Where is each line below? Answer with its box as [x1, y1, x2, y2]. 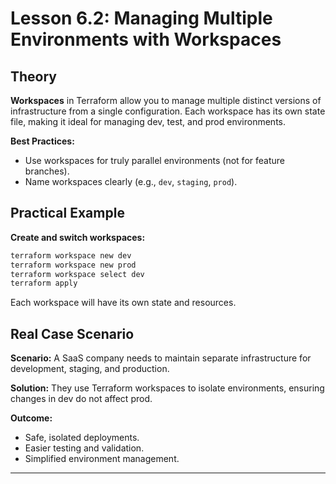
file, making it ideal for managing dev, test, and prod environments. [10, 116, 286, 127]
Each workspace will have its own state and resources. [10, 297, 237, 309]
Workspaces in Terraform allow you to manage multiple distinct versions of [10, 95, 322, 106]
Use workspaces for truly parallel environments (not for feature [24, 155, 285, 166]
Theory [10, 68, 58, 85]
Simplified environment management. [24, 453, 180, 465]
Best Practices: [10, 135, 75, 147]
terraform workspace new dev [10, 250, 132, 261]
